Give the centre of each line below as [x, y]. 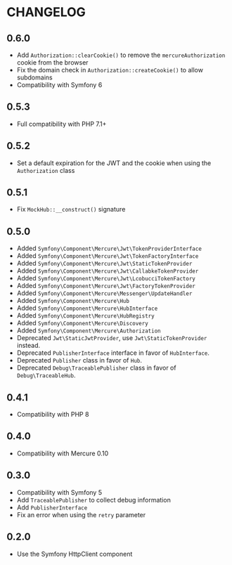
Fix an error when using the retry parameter [81, 514]
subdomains [35, 77]
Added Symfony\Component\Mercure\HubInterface [87, 308]
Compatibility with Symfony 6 [59, 85]
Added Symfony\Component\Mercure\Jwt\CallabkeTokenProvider [108, 271]
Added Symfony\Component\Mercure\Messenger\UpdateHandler [104, 293]
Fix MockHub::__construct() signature [71, 209]
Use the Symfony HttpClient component [75, 554]
